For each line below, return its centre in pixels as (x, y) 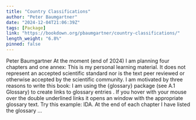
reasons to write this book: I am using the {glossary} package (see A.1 (91, 85)
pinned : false (24, 44)
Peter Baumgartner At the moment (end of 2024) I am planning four (88, 61)
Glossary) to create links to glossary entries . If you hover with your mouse (97, 92)
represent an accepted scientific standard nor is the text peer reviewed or (95, 73)
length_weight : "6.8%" (34, 39)
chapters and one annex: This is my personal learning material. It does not (96, 67)
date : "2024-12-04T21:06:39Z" (43, 22)
